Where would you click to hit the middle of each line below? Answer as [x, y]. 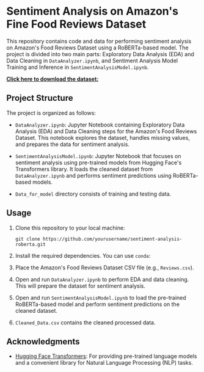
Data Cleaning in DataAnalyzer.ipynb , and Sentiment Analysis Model [92, 60]
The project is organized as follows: [51, 113]
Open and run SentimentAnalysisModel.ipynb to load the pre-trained [100, 297]
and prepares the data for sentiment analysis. [72, 144]
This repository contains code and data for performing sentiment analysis [99, 41]
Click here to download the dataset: [53, 79]
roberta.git [30, 244]
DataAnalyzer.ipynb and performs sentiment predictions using [93, 175]
